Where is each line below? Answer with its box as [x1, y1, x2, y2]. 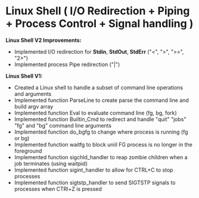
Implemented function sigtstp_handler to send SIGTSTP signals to [14, 179, 176, 186]
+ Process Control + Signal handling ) [5, 17, 194, 30]
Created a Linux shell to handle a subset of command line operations [14, 83, 183, 91]
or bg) [14, 134, 30, 141]
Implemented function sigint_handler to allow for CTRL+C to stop [14, 166, 173, 174]
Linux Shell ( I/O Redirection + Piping [5, 4, 190, 18]
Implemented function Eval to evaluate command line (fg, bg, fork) [14, 109, 177, 116]
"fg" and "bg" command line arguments [14, 122, 111, 129]
